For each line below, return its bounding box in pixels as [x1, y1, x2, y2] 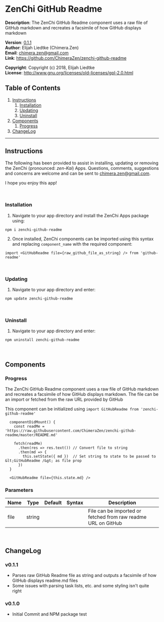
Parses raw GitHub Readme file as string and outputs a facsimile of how [12, 573, 157, 578]
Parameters [5, 487, 33, 494]
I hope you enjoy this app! [5, 180, 57, 185]
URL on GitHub [88, 520, 123, 527]
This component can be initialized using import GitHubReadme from [5, 406, 139, 412]
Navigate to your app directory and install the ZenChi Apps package [12, 212, 149, 218]
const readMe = [14, 424, 45, 429]
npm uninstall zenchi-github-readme [5, 338, 80, 343]
